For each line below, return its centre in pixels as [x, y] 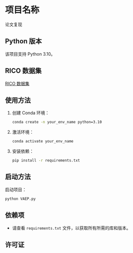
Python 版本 [24, 41]
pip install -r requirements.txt [46, 161]
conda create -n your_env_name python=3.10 [57, 122]
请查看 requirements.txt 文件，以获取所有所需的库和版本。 [71, 228]
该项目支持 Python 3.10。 [30, 54]
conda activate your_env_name [43, 141]
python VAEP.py [20, 199]
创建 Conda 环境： [31, 113]
